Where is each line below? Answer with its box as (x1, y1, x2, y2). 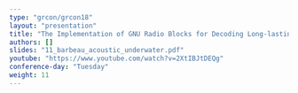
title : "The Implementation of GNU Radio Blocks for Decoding (9, 29, 244, 38)
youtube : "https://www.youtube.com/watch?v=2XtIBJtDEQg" (9, 54, 224, 63)
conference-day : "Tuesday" (9, 63, 109, 72)
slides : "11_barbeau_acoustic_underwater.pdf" (9, 46, 184, 55)
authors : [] (9, 37, 53, 47)
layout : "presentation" (9, 21, 98, 30)
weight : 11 (9, 71, 50, 80)
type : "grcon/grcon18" (9, 12, 93, 22)
